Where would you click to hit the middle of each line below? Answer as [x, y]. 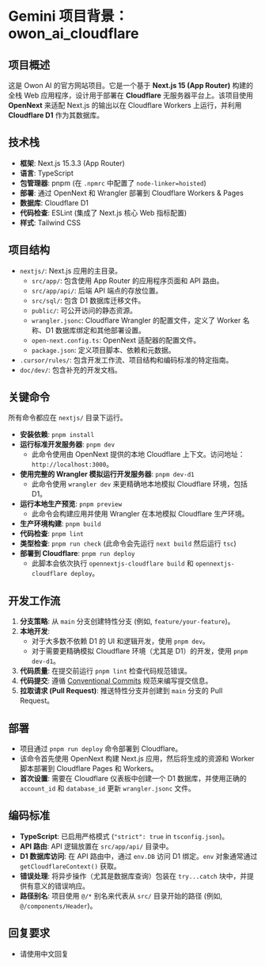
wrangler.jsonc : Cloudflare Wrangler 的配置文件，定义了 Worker [136, 320]
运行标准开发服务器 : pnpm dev [67, 444]
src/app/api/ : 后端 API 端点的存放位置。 [97, 290]
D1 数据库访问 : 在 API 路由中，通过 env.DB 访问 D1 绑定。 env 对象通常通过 [138, 856]
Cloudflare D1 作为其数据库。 [56, 115]
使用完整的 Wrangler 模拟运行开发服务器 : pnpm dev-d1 [107, 474]
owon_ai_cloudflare [74, 34]
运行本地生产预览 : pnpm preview [71, 504]
